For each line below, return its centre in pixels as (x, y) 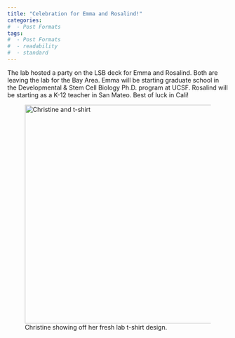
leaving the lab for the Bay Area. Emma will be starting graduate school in (113, 80)
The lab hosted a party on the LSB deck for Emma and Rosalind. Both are (113, 72)
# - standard (28, 53)
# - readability (33, 46)
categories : (25, 20)
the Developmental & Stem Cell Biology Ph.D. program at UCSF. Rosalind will (117, 87)
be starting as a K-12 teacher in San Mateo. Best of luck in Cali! (98, 94)
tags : (15, 33)
